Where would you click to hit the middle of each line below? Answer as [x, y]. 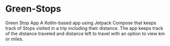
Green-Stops [33, 9]
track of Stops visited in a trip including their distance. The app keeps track [84, 28]
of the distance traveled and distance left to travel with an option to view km [85, 33]
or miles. [15, 39]
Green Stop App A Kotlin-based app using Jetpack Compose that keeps [81, 23]
